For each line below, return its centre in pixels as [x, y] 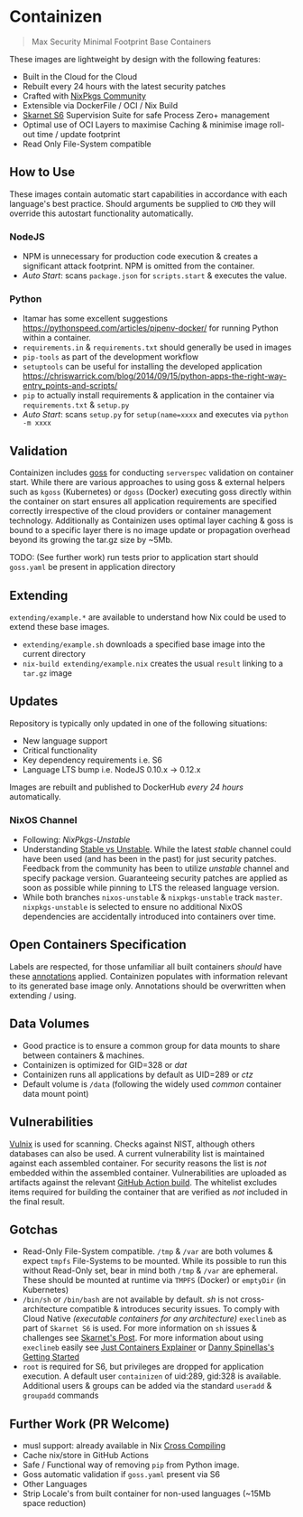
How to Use [42, 172]
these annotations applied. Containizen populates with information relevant [149, 976]
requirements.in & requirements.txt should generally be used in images [157, 347]
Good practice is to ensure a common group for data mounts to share [151, 1045]
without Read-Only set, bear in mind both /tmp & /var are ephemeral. [150, 1270]
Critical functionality [60, 750]
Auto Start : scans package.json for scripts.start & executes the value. [154, 276]
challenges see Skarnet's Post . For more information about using [143, 1338]
